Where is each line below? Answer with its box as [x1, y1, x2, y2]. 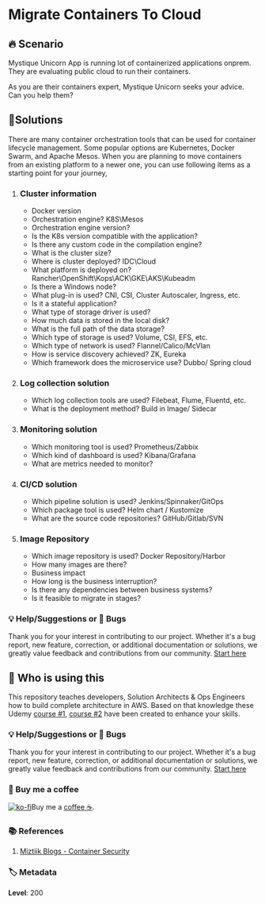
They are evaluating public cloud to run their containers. [8, 67, 191, 76]
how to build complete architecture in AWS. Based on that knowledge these [8, 701, 255, 710]
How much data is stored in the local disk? [31, 316, 170, 325]
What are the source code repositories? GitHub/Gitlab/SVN [31, 514, 224, 523]
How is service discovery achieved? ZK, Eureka [31, 349, 187, 359]
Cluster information [19, 188, 97, 199]
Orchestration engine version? [31, 223, 131, 233]
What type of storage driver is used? [31, 307, 151, 317]
